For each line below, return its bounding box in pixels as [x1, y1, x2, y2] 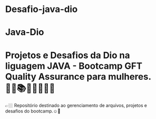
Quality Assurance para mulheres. [5, 71, 151, 82]
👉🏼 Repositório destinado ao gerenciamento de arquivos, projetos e [5, 102, 147, 108]
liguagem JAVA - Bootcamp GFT [5, 60, 142, 71]
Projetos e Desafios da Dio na [5, 49, 130, 61]
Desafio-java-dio [5, 4, 78, 15]
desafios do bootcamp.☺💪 [5, 108, 61, 114]
